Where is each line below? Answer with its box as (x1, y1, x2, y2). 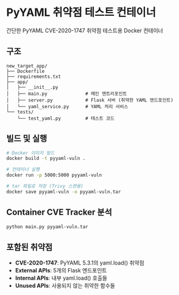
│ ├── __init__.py (6, 84, 59, 90)
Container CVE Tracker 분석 (6, 207, 113, 218)
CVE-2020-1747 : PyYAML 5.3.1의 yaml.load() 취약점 (15, 259, 145, 266)
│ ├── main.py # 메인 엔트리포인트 (6, 91, 127, 97)
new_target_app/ (6, 63, 47, 69)
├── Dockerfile (6, 68, 45, 74)
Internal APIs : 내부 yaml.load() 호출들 (15, 274, 108, 282)
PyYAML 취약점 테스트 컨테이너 (6, 5, 156, 19)
